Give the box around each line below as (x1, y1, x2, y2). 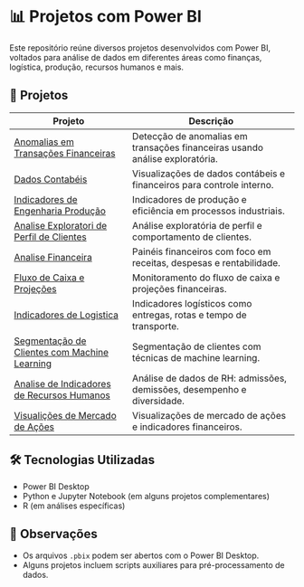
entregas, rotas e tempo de (132, 308, 247, 321)
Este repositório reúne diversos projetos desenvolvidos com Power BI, (9, 42, 271, 53)
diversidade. (132, 394, 185, 407)
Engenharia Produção (14, 204, 107, 217)
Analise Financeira (14, 251, 92, 263)
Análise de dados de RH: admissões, (132, 372, 288, 384)
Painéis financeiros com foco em (132, 245, 271, 258)
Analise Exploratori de (14, 219, 108, 232)
